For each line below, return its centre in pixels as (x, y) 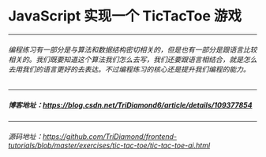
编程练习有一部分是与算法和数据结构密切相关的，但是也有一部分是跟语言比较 (133, 49)
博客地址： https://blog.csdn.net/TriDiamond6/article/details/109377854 (130, 105)
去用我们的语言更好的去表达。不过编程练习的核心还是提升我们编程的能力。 (129, 69)
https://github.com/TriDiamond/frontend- (110, 136)
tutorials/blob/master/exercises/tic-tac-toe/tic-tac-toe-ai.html (109, 145)
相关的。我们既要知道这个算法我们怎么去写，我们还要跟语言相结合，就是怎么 (133, 59)
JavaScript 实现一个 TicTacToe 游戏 (125, 16)
